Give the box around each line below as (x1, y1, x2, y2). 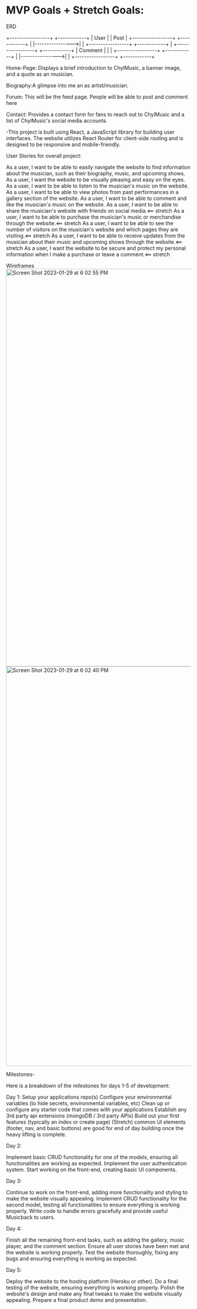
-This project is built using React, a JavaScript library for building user (6, 128, 175, 135)
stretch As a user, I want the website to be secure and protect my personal (6, 244, 186, 251)
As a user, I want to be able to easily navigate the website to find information (6, 164, 191, 171)
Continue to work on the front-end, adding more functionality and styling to (6, 1188, 188, 1196)
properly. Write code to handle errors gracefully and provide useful (6, 1207, 168, 1214)
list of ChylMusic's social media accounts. (6, 117, 108, 124)
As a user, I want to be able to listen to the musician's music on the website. (6, 182, 189, 189)
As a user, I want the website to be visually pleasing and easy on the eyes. (6, 176, 186, 183)
